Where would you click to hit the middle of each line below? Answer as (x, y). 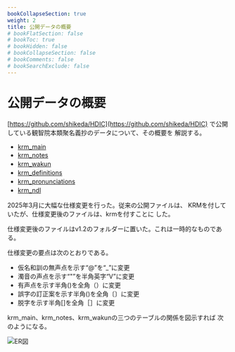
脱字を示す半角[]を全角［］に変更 (66, 302)
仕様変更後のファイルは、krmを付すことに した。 (103, 214)
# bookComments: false (40, 60)
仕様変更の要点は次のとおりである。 (60, 252)
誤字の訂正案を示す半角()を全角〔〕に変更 (78, 294)
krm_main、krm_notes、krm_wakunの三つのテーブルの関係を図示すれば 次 (115, 318)
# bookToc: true (31, 40)
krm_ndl (29, 190)
